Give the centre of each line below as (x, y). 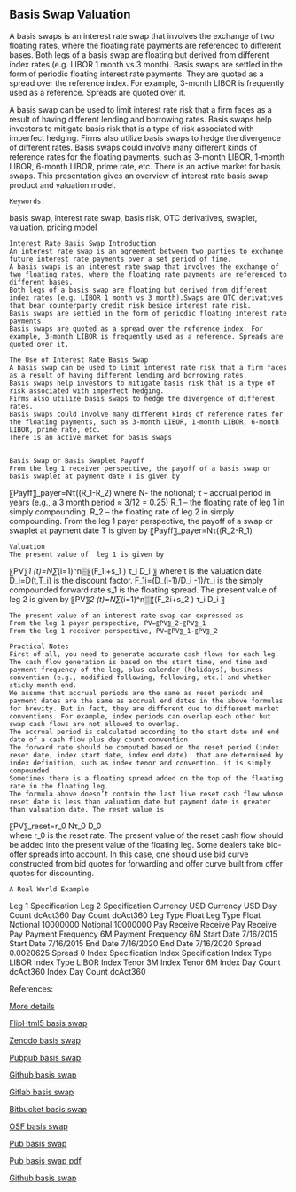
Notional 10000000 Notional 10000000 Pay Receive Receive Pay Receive (143, 924)
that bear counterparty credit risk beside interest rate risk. (130, 305)
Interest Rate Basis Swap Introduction (83, 243)
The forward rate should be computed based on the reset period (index (144, 747)
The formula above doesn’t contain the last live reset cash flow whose (146, 794)
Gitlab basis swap (42, 1092)
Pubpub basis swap (45, 1057)
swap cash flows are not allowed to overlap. (94, 724)
